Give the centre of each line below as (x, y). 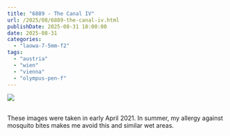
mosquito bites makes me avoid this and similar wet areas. (91, 126)
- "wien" (26, 65)
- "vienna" (29, 71)
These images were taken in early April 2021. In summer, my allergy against (115, 118)
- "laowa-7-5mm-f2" (42, 46)
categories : (24, 40)
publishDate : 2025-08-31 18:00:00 (57, 26)
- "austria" (31, 59)
